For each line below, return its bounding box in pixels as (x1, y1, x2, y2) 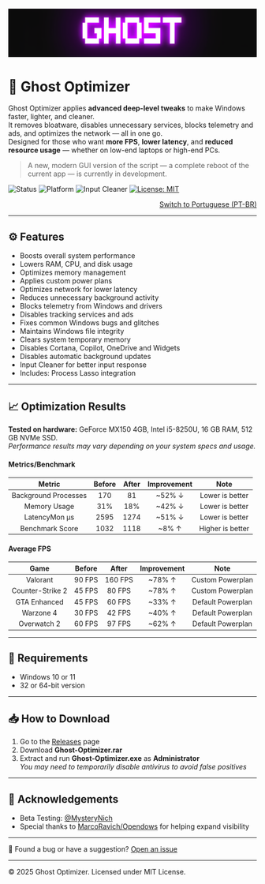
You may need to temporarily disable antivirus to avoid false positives (19, 762, 247, 772)
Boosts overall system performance (19, 251, 136, 260)
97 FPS (106, 619, 132, 628)
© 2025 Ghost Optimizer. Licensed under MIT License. (8, 867, 186, 877)
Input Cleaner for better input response (19, 360, 147, 369)
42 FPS (106, 608, 132, 617)
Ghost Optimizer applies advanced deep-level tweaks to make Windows (8, 103, 246, 113)
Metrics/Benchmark (8, 459, 76, 469)
